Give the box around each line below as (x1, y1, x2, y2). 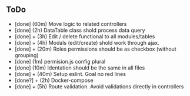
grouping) (14, 51, 39, 58)
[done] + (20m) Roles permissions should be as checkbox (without (14, 45, 176, 52)
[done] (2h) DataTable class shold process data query (14, 27, 145, 34)
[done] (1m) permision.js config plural (14, 58, 106, 65)
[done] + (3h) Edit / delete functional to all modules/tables (14, 32, 155, 40)
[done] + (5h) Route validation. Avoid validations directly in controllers (14, 82, 184, 90)
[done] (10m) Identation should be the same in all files (14, 64, 145, 71)
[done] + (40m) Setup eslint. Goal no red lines (14, 70, 126, 77)
